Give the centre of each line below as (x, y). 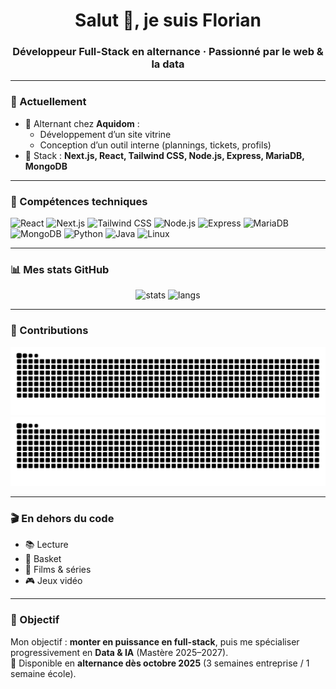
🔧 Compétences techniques (79, 201)
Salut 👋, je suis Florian (168, 20)
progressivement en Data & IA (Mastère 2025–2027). (119, 652)
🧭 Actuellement (48, 102)
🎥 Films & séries (58, 570)
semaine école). (43, 673)
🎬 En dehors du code (62, 519)
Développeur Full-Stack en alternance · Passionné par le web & (168, 52)
